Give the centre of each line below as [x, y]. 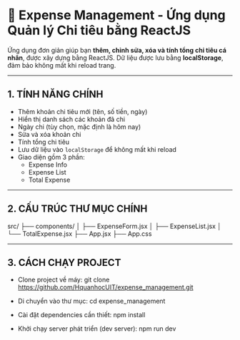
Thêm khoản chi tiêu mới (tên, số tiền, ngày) [82, 111]
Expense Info [48, 165]
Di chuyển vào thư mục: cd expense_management [91, 301]
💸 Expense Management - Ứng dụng [117, 15]
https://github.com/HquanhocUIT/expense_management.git [106, 287]
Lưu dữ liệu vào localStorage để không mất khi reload [97, 149]
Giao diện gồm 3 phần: [51, 157]
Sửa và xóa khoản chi [49, 134]
